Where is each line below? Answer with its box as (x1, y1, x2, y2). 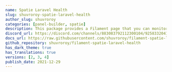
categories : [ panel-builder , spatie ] (5, 21, 86, 27)
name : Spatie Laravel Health (5, 7, 68, 13)
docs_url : (5, 36, 27, 41)
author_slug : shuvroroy (5, 17, 56, 22)
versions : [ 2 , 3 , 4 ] (5, 54, 50, 60)
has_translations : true (5, 50, 56, 55)
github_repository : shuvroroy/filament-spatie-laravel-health (5, 41, 141, 46)
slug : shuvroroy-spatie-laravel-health (5, 12, 91, 17)
